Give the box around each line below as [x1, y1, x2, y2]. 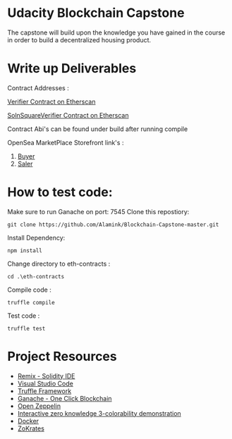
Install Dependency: [7, 233, 66, 242]
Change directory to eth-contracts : [7, 259, 111, 268]
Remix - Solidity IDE [17, 371, 75, 380]
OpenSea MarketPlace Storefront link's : [7, 138, 124, 147]
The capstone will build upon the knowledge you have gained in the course [7, 28, 226, 37]
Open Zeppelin [17, 402, 61, 410]
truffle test [7, 325, 46, 332]
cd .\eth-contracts [7, 273, 65, 280]
